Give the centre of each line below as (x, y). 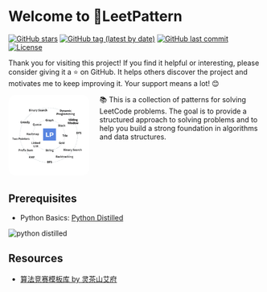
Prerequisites (43, 198)
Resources (36, 259)
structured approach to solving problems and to (179, 119)
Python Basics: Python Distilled (72, 218)
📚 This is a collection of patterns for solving (173, 99)
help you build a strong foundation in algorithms (179, 128)
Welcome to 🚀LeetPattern (95, 16)
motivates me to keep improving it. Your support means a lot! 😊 (114, 83)
